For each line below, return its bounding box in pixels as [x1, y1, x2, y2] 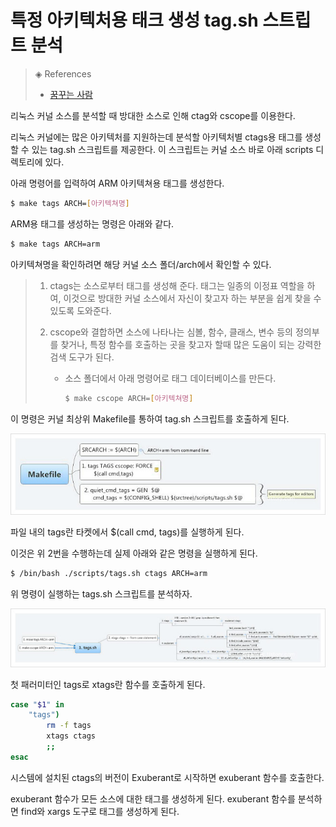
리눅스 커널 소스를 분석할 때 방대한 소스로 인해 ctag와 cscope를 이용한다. [10, 109, 296, 121]
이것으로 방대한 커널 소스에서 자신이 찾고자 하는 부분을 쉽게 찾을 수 [63, 292, 322, 304]
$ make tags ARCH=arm [10, 239, 101, 249]
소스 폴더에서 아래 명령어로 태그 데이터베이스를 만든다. [64, 372, 277, 384]
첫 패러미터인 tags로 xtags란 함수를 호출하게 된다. [10, 678, 206, 690]
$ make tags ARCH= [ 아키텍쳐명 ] [10, 198, 130, 208]
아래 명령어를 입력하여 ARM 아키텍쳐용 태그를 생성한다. [10, 177, 225, 189]
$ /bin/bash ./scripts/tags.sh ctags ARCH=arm [10, 568, 208, 578]
